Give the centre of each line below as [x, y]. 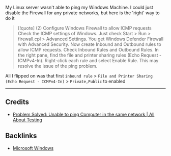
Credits [17, 102]
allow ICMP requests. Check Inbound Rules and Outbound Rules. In [88, 50]
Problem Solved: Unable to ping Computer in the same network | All [83, 114]
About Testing [27, 120]
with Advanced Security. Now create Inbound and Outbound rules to [90, 44]
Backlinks [21, 136]
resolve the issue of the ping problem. [58, 66]
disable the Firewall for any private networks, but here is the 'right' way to [82, 13]
